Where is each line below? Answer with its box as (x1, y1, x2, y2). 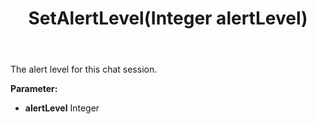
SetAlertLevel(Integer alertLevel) (28, 7, 308, 30)
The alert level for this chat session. (10, 63, 158, 76)
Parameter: (10, 83, 58, 95)
